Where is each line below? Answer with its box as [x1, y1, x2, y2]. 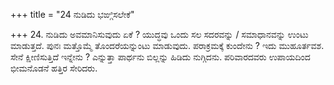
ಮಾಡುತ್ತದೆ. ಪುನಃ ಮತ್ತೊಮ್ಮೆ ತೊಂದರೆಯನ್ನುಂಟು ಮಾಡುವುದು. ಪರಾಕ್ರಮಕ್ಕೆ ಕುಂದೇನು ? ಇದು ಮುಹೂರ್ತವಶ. [10, 40, 325, 51]
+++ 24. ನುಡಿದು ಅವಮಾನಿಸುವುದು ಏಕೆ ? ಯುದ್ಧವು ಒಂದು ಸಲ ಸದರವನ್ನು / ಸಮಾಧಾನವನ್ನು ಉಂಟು [10, 29, 309, 40]
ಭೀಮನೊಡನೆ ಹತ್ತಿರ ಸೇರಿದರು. [10, 62, 98, 74]
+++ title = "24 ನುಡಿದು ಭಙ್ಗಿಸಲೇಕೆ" [10, 9, 135, 20]
